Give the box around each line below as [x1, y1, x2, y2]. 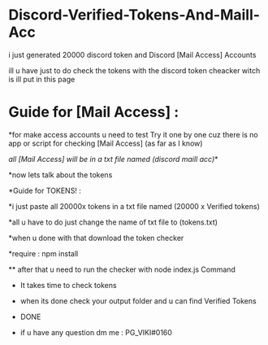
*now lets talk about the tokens [8, 169, 113, 180]
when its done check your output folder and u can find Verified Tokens [19, 295, 257, 306]
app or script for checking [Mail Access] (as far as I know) [8, 138, 203, 148]
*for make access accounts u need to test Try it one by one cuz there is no [8, 129, 258, 139]
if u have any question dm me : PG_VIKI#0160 [19, 327, 173, 337]
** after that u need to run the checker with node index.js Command [8, 264, 236, 274]
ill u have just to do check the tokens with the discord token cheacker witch [8, 65, 261, 75]
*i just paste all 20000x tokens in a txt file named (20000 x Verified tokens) [8, 201, 260, 211]
